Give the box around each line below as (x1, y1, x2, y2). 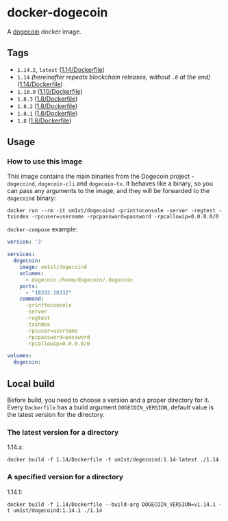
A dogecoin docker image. (7, 27, 82, 36)
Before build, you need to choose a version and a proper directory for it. (7, 396, 210, 404)
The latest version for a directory (7, 427, 118, 437)
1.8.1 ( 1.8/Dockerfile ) (16, 109, 78, 117)
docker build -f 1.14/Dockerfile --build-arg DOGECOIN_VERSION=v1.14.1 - (7, 501, 223, 508)
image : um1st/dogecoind (19, 264, 88, 271)
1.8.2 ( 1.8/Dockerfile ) (16, 101, 78, 110)
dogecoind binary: (7, 194, 56, 203)
